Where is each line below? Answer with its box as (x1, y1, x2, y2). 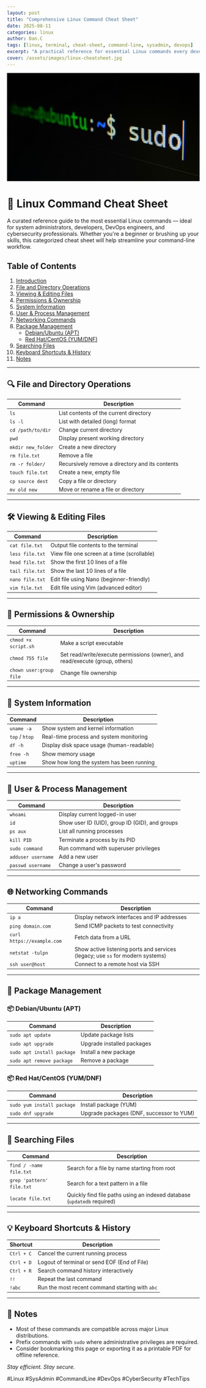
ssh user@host (9, 962, 46, 968)
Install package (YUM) (80, 1101, 137, 1108)
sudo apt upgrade (9, 1041, 54, 1047)
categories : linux (7, 29, 54, 35)
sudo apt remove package (9, 1058, 73, 1064)
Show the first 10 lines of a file (50, 558, 128, 566)
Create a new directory (58, 443, 117, 451)
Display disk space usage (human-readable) (42, 742, 155, 749)
